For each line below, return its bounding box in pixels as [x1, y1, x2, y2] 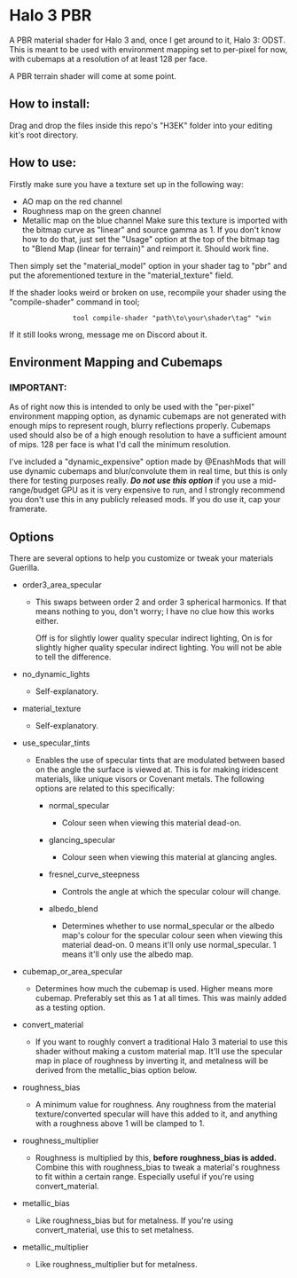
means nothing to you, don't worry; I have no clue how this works [35, 606, 275, 617]
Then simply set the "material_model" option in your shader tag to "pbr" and [9, 260, 287, 271]
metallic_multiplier [21, 1242, 89, 1252]
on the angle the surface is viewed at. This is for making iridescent [35, 764, 279, 775]
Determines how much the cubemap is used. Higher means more [35, 983, 273, 994]
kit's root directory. [9, 130, 79, 140]
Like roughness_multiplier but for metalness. [35, 1259, 198, 1270]
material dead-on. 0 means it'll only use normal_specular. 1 [61, 940, 277, 951]
